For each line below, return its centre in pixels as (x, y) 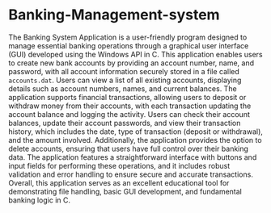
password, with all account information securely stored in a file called (124, 71)
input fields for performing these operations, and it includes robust (119, 165)
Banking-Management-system (114, 15)
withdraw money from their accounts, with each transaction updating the (130, 106)
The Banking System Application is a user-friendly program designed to (128, 37)
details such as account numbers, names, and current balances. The (123, 88)
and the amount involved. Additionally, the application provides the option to (135, 140)
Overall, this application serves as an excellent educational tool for (119, 182)
